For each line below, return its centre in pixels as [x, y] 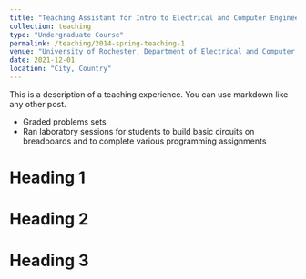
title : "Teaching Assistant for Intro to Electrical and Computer [138, 18]
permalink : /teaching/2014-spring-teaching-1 [97, 43]
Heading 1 [48, 178]
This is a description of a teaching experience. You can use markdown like [149, 94]
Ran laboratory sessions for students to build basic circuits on [138, 131]
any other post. [38, 104]
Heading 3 [49, 261]
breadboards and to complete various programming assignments [144, 141]
